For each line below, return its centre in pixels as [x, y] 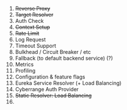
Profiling [25, 71]
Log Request [30, 39]
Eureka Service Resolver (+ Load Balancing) [68, 83]
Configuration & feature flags [50, 77]
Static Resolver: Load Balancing [54, 95]
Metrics [24, 64]
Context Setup [32, 27]
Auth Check [29, 21]
